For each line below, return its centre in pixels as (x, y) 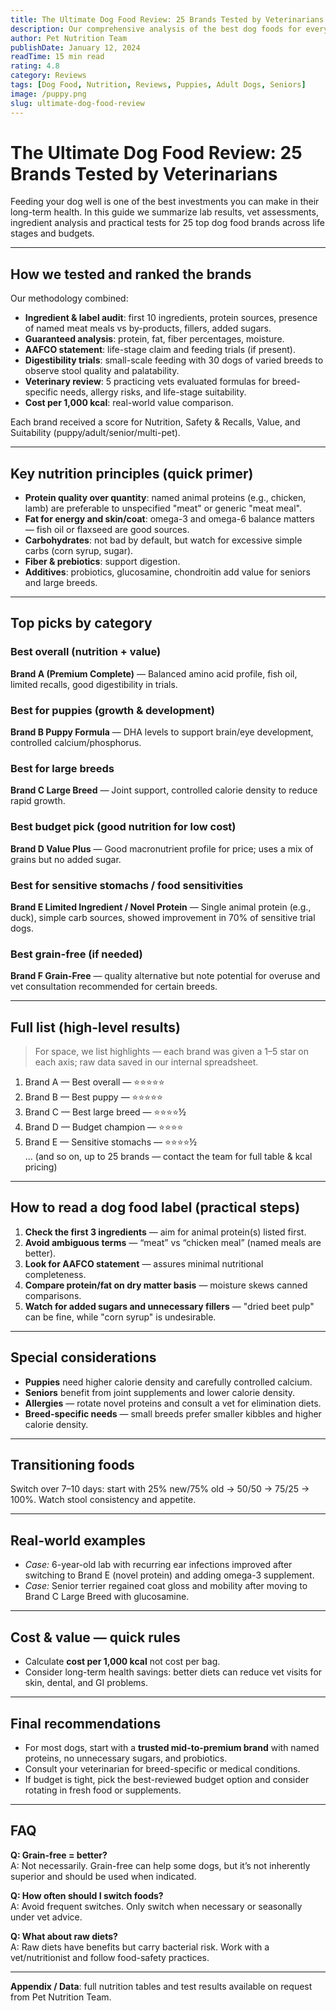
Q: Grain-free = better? (59, 1855)
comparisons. (53, 1295)
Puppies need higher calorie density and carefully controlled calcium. (168, 1382)
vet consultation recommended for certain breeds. (114, 987)
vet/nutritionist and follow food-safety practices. (110, 1957)
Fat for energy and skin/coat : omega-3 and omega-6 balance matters (169, 519)
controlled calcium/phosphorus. (76, 743)
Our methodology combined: (69, 298)
